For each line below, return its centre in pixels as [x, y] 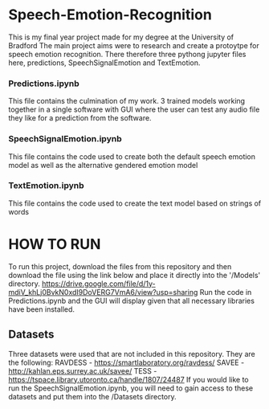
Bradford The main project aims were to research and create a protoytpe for [134, 45]
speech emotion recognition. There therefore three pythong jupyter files [127, 54]
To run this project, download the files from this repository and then [120, 266]
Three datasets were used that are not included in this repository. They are [132, 354]
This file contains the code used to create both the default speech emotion [132, 156]
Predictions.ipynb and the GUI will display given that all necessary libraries [132, 301]
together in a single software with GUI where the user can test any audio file [134, 109]
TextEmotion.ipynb [46, 186]
